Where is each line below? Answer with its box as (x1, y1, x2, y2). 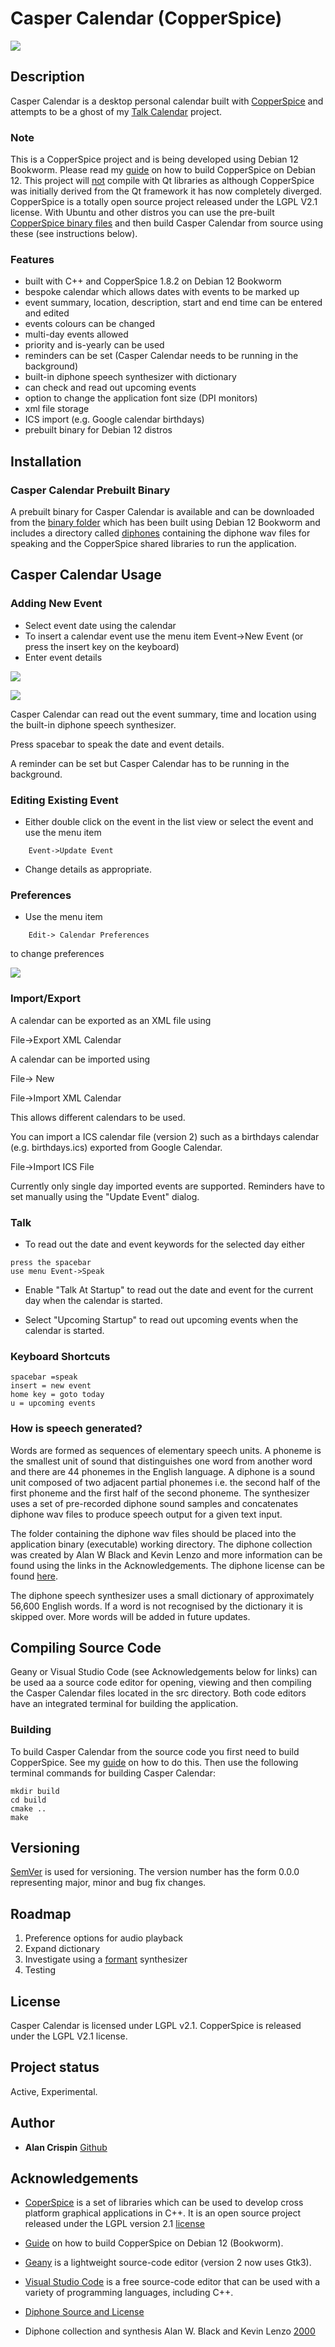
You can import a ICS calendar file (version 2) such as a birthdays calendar (10, 1130, 320, 1142)
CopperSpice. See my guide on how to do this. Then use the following (10, 1756, 299, 1768)
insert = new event (10, 1381, 92, 1391)
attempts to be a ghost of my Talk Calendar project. (10, 105, 223, 117)
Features (10, 252, 55, 266)
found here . (10, 1570, 58, 1582)
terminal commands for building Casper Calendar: (10, 1767, 216, 1779)
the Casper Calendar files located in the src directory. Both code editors (10, 1687, 307, 1699)
